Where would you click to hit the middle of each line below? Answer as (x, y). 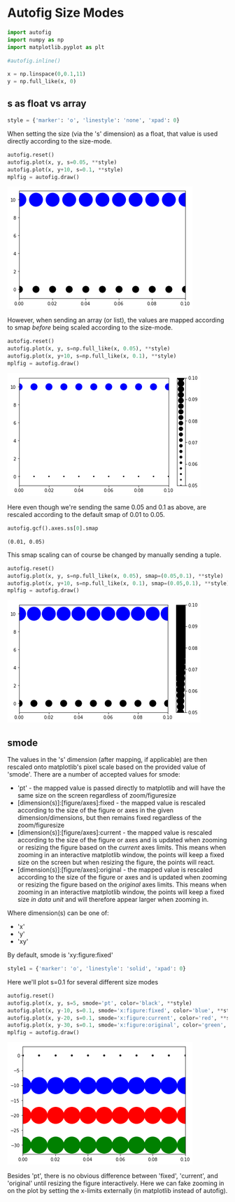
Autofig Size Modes (66, 13)
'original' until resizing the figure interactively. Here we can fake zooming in (116, 1183)
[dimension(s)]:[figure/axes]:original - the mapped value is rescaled (115, 870)
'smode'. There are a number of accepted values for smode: (94, 775)
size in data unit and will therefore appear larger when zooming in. (113, 900)
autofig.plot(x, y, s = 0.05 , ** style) (62, 162)
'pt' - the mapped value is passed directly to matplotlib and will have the (121, 788)
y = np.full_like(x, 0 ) (42, 82)
